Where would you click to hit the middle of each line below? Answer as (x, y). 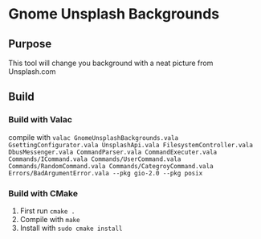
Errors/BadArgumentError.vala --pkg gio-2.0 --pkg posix (106, 173)
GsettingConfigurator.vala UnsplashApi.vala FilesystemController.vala (130, 145)
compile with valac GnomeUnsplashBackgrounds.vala (94, 137)
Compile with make (50, 219)
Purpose (30, 44)
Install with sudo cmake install (71, 228)
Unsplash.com (32, 72)
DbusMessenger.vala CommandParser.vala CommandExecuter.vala (113, 152)
